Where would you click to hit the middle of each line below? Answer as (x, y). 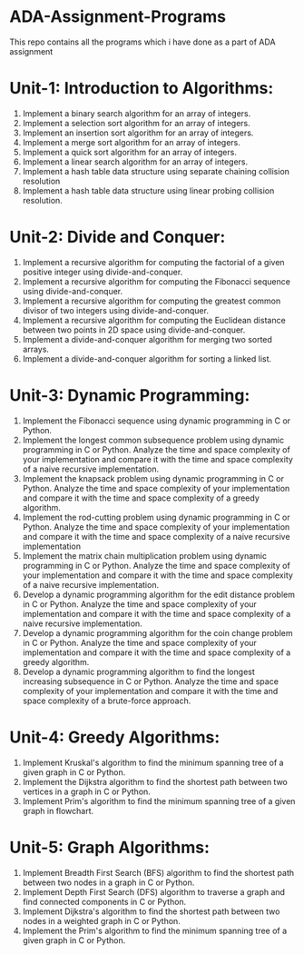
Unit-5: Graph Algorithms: (110, 847)
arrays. (36, 349)
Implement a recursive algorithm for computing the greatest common (152, 301)
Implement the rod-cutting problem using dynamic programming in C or (156, 517)
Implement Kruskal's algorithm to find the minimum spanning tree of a (153, 762)
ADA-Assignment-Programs (118, 17)
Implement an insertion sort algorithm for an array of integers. (138, 133)
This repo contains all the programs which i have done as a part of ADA (142, 42)
